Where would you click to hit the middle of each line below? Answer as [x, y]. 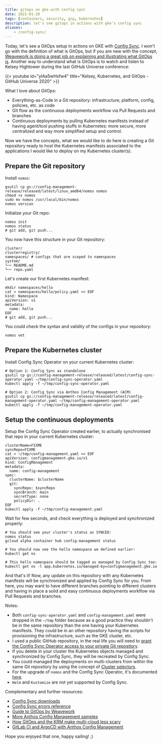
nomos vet [15, 335]
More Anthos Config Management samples [55, 717]
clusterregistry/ [23, 253]
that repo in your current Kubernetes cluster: [49, 436]
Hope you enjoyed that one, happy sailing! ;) [49, 736]
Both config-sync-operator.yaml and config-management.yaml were [79, 615]
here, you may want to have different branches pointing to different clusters [81, 586]
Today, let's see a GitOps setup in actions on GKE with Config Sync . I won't [80, 46]
